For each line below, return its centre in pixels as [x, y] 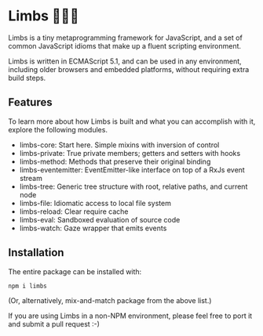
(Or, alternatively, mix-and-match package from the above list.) [110, 300]
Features [30, 102]
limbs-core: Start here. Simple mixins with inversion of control [119, 145]
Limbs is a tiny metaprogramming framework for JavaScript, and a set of [126, 38]
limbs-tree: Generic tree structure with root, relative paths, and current [133, 186]
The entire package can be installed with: [75, 271]
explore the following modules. [58, 129]
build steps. [27, 78]
